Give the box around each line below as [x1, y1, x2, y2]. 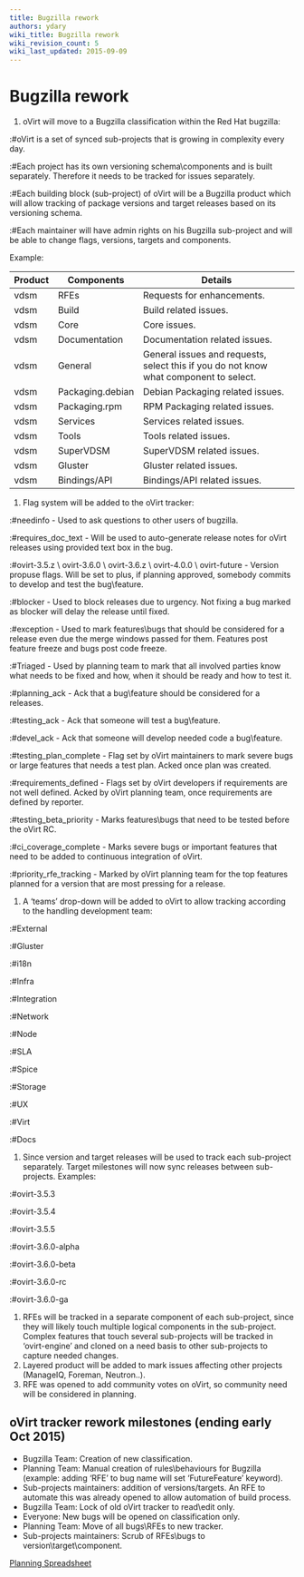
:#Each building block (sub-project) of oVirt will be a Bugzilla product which [9, 188, 291, 200]
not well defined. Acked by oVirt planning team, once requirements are [9, 787, 273, 798]
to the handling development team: [22, 906, 153, 916]
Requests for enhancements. [143, 289, 265, 302]
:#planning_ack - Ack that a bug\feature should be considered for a [9, 688, 261, 699]
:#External [9, 923, 48, 935]
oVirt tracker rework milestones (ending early [9, 1415, 272, 1430]
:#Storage [9, 1082, 47, 1092]
